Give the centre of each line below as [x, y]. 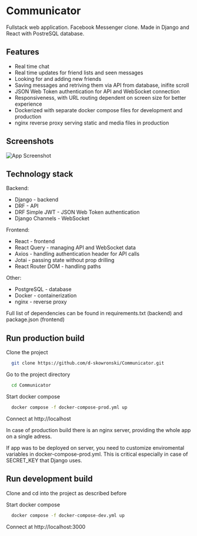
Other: [14, 278]
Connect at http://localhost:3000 [46, 527]
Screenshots [30, 141]
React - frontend [34, 241]
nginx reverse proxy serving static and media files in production [92, 123]
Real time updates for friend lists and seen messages [79, 73]
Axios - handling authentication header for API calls [77, 254]
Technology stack [40, 174]
